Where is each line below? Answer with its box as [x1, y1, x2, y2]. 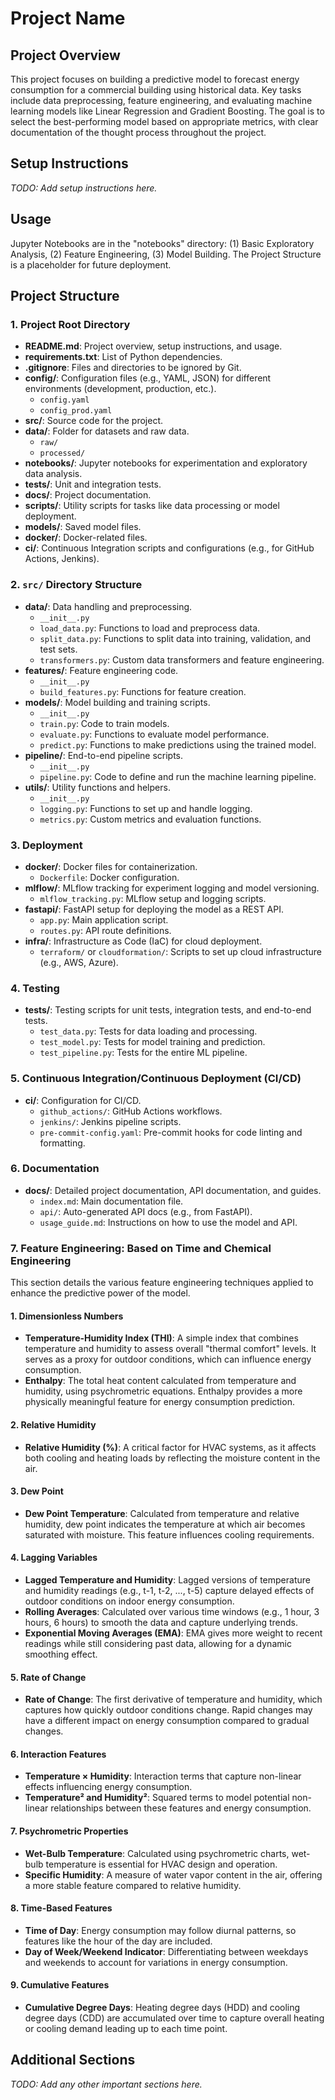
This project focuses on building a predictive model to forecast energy [10, 73, 300, 85]
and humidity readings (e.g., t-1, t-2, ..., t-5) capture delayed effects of [24, 1584, 315, 1596]
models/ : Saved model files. [24, 521, 142, 533]
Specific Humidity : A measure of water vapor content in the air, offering [24, 1868, 323, 1881]
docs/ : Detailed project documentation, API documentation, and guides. [24, 1184, 322, 1196]
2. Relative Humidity [10, 1418, 97, 1431]
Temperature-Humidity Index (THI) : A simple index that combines [24, 1332, 299, 1344]
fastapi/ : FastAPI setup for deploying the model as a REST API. [24, 903, 285, 915]
